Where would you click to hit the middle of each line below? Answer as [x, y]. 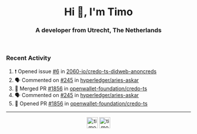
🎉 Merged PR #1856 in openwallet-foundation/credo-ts [81, 88]
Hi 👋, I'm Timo [98, 12]
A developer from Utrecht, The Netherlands [98, 30]
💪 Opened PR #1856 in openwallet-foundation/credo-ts [81, 103]
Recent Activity [29, 58]
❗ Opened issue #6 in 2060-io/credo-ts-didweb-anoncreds [86, 71]
